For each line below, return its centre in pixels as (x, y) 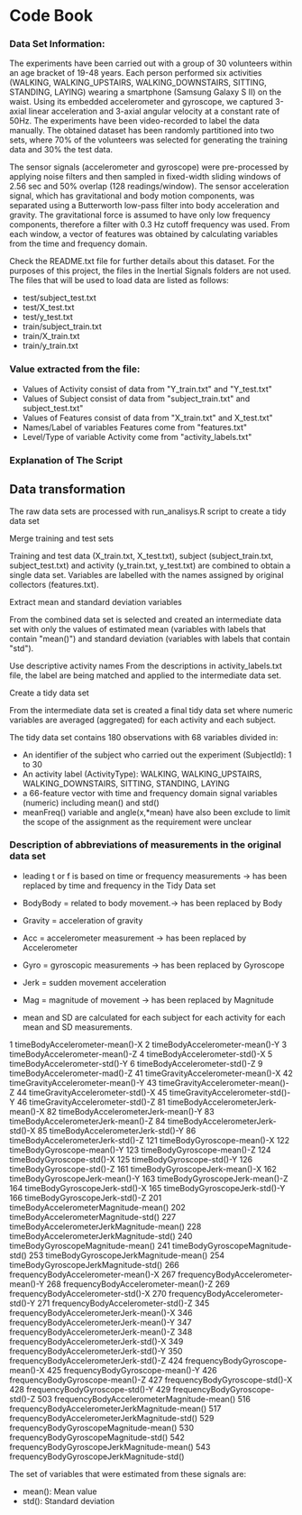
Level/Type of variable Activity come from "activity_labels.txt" (137, 436)
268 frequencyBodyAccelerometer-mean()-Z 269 (138, 1284)
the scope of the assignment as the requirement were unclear (137, 822)
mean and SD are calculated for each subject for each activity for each (154, 1017)
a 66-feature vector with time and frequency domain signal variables (150, 793)
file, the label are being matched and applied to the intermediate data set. (146, 675)
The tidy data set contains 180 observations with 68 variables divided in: (144, 737)
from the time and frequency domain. (78, 243)
